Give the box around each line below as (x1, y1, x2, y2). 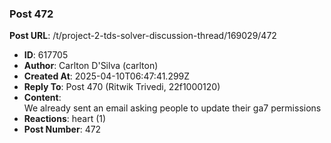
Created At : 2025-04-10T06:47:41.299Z (23, 70, 191, 82)
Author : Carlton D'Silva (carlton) (23, 60, 159, 72)
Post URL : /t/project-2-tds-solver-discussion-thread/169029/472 (9, 30, 277, 42)
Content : (23, 92, 62, 104)
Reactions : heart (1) (23, 113, 107, 125)
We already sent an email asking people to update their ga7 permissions (23, 102, 322, 114)
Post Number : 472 (23, 123, 102, 136)
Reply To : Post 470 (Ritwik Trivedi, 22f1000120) (23, 81, 221, 93)
